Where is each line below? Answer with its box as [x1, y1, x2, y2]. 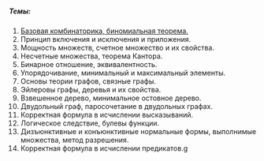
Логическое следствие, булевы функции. [20, 118, 160, 128]
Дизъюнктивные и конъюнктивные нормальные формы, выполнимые [20, 126, 257, 136]
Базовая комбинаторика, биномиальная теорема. [20, 26, 188, 36]
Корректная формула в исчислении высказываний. [20, 110, 194, 119]
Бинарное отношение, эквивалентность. [20, 59, 158, 69]
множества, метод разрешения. [20, 135, 129, 144]
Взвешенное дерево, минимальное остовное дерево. [20, 93, 202, 103]
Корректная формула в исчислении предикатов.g [20, 143, 188, 153]
